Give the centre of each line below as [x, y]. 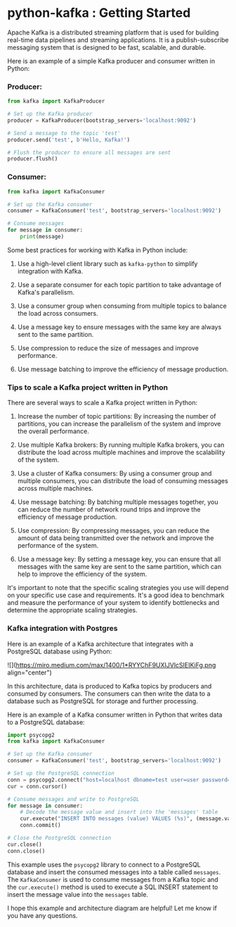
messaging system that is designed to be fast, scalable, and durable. [107, 47]
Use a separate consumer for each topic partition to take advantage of [119, 285]
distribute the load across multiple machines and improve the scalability [121, 452]
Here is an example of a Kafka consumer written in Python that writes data [115, 715]
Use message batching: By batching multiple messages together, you [118, 502]
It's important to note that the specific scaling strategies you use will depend [118, 588]
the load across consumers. [58, 313]
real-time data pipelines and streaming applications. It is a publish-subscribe [118, 39]
